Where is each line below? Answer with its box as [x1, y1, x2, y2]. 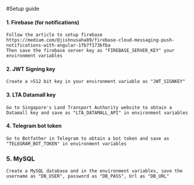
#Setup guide [6, 5, 40, 12]
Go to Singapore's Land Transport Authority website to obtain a [6, 104, 172, 110]
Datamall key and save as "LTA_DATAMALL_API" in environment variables [6, 110, 188, 116]
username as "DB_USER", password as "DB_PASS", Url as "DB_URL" [6, 173, 170, 180]
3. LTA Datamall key [6, 91, 56, 98]
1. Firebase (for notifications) [6, 18, 79, 26]
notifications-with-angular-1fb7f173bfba [6, 42, 111, 48]
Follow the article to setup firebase [6, 32, 103, 38]
